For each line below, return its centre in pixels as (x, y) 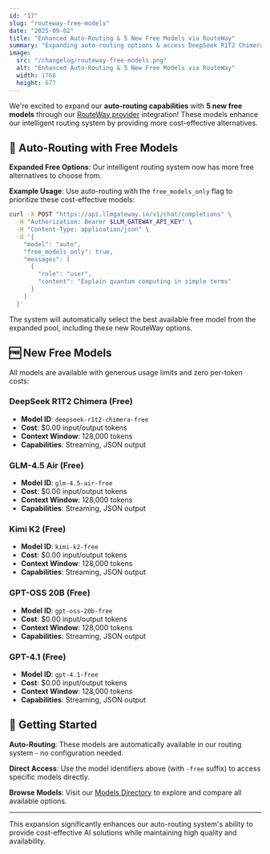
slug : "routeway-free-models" (60, 23)
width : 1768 (36, 75)
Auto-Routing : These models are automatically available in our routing (125, 744)
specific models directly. (50, 777)
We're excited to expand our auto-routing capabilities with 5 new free (126, 106)
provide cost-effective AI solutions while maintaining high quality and (123, 832)
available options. (38, 801)
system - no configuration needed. (66, 753)
